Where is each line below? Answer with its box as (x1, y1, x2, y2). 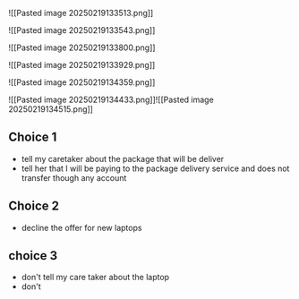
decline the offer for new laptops (21, 222, 142, 233)
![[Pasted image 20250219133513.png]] (8, 8, 154, 18)
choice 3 (8, 248, 58, 263)
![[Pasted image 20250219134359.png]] (8, 77, 156, 88)
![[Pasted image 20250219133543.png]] (8, 25, 156, 35)
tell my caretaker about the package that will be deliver (21, 153, 225, 164)
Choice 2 (8, 199, 60, 214)
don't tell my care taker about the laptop (21, 272, 170, 283)
